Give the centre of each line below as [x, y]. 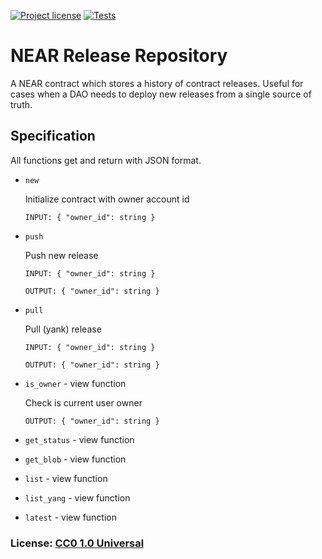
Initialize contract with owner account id [107, 199]
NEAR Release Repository [119, 56]
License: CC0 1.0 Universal [77, 543]
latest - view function [70, 517]
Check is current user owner [83, 402]
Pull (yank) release [63, 329]
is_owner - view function [75, 383]
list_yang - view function [77, 497]
